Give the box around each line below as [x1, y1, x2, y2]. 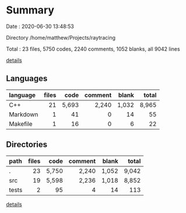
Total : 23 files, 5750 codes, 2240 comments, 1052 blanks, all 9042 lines [6, 45, 180, 53]
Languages [6, 74, 48, 83]
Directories [6, 139, 48, 149]
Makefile [9, 120, 33, 128]
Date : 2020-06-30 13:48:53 [6, 23, 74, 30]
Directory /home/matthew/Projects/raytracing [6, 34, 115, 41]
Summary [6, 4, 54, 17]
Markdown [9, 110, 38, 118]
